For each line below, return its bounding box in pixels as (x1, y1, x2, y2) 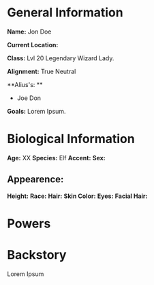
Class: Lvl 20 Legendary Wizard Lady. (7, 53, 114, 62)
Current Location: (7, 40, 59, 49)
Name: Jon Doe (7, 27, 52, 36)
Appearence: (7, 173, 64, 186)
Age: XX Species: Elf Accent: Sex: (7, 153, 106, 162)
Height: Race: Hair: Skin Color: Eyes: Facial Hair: (7, 192, 148, 200)
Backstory (7, 247, 67, 263)
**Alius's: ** (7, 80, 43, 88)
